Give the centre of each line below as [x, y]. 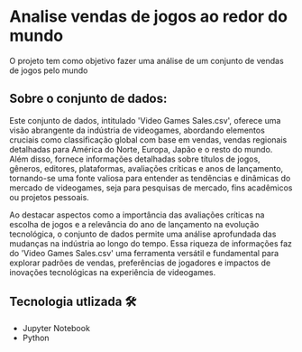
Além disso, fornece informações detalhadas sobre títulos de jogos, [135, 159]
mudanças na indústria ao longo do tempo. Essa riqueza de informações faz [151, 243]
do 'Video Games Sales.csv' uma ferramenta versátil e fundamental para [144, 253]
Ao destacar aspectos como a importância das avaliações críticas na [137, 215]
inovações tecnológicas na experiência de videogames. [113, 272]
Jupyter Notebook [56, 328]
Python [36, 338]
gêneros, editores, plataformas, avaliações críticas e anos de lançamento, [146, 168]
